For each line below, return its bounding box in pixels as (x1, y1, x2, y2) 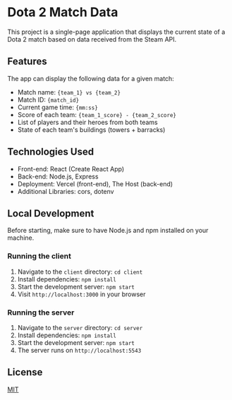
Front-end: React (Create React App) (17, 164, 125, 173)
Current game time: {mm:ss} (17, 103, 99, 111)
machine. (7, 234, 35, 242)
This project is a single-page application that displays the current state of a (7, 28, 226, 36)
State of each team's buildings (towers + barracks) (17, 125, 166, 134)
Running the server (7, 308, 75, 317)
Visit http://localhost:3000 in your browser (17, 290, 146, 298)
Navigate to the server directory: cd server (17, 323, 143, 332)
